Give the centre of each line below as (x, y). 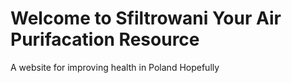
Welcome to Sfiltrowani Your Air (146, 18)
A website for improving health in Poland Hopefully (115, 67)
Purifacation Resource (105, 39)
